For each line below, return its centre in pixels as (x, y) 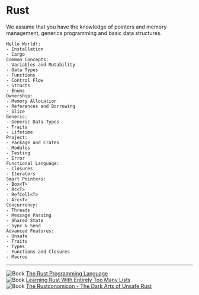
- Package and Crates (33, 142)
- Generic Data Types (33, 122)
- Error (16, 158)
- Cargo (16, 54)
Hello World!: (24, 44)
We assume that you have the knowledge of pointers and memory (86, 27)
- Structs (18, 85)
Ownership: (20, 96)
